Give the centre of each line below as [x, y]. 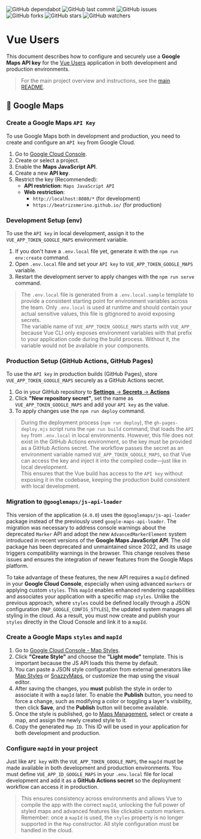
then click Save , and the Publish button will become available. [92, 707]
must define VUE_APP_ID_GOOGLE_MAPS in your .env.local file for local [90, 774]
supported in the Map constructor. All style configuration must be [100, 824]
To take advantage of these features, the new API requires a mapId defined [98, 577]
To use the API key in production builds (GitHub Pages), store [82, 374]
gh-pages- [166, 423]
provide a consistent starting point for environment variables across [104, 301]
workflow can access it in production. [52, 787]
